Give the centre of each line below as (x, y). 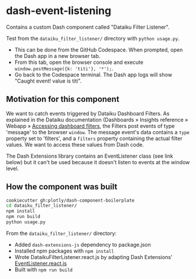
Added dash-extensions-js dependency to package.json (82, 244)
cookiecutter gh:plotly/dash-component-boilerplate (70, 200)
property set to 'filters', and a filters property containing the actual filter (94, 138)
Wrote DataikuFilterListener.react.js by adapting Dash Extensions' (93, 257)
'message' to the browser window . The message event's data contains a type (98, 132)
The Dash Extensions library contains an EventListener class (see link (90, 156)
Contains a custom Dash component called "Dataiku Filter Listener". (88, 27)
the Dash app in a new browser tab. (57, 56)
